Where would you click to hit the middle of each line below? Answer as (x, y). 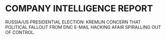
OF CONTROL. (20, 32)
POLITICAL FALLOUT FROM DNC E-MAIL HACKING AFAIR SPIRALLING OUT (83, 27)
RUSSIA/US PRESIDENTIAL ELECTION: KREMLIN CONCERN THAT (73, 22)
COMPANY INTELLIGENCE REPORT (79, 9)
